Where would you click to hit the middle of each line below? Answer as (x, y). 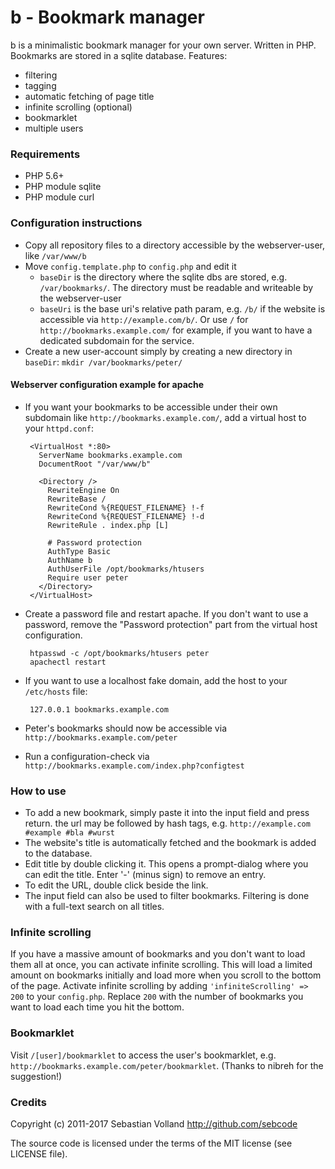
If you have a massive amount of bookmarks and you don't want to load (158, 954)
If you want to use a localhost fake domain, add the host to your (156, 680)
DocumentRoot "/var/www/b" (95, 464)
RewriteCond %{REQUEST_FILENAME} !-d (126, 516)
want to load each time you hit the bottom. (97, 1007)
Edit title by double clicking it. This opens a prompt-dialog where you (166, 864)
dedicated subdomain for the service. (117, 340)
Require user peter (88, 577)
